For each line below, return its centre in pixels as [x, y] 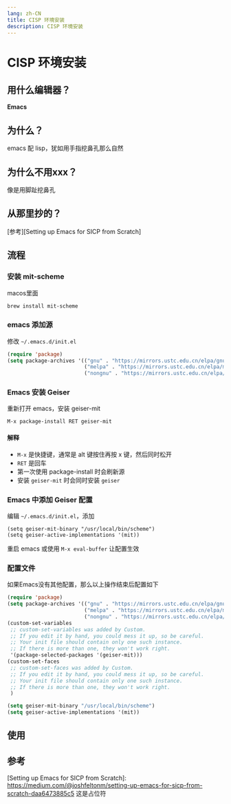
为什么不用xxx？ [42, 172]
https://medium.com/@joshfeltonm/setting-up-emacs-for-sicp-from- [105, 785]
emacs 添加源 [30, 325]
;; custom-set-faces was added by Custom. [72, 668]
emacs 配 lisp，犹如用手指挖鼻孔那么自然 [65, 148]
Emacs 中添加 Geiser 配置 [50, 500]
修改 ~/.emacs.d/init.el [42, 341]
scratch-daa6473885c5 [41, 794]
